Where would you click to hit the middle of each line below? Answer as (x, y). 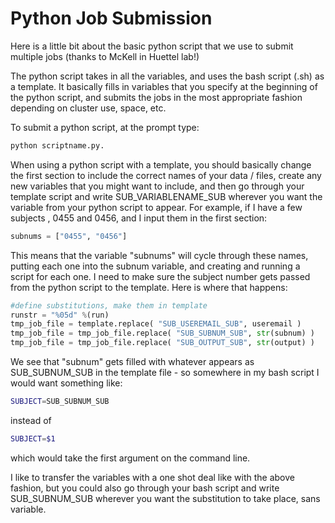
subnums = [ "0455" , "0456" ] (69, 236)
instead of (31, 420)
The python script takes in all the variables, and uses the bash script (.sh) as (167, 76)
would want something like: (66, 383)
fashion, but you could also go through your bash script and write (145, 488)
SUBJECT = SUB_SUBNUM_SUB (60, 402)
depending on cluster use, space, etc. (88, 108)
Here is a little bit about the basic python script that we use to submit (152, 46)
